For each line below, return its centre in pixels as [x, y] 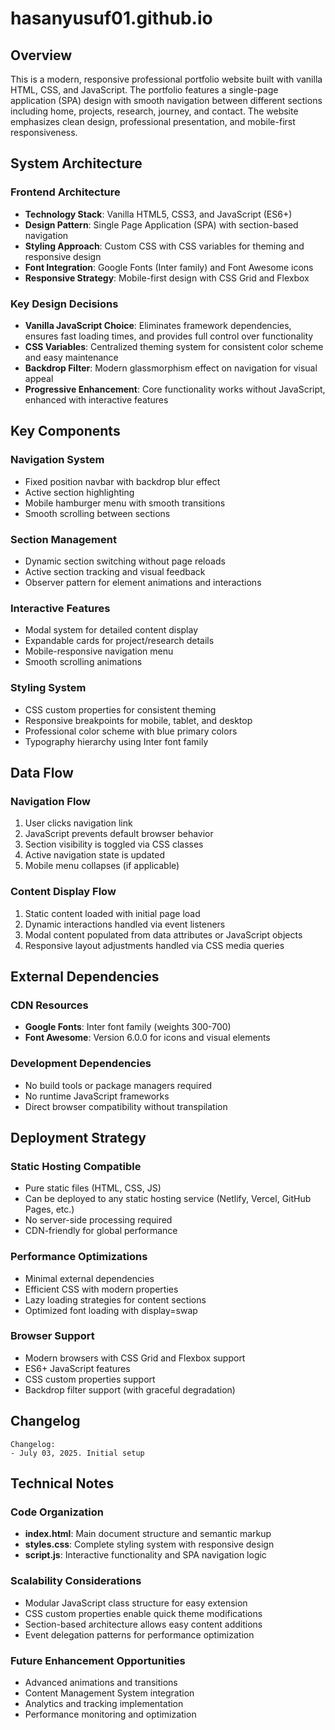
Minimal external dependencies [89, 1278]
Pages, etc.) [49, 1209]
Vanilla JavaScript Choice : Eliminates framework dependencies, [158, 325]
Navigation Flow [51, 801]
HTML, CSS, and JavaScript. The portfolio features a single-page [144, 90]
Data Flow [42, 772]
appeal [39, 378]
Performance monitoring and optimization [110, 1714]
